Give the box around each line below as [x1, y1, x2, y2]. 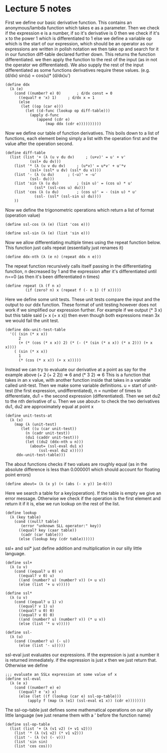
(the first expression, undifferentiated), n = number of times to [14, 387, 142, 394]
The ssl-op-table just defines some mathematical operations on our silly [5, 707, 153, 713]
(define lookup [5, 510, 37, 515]
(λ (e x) [9, 681, 28, 686]
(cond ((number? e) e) [14, 685, 61, 690]
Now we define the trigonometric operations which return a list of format [5, 207, 155, 213]
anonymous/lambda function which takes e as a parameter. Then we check [5, 24, 160, 30]
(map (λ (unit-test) [14, 422, 57, 427]
